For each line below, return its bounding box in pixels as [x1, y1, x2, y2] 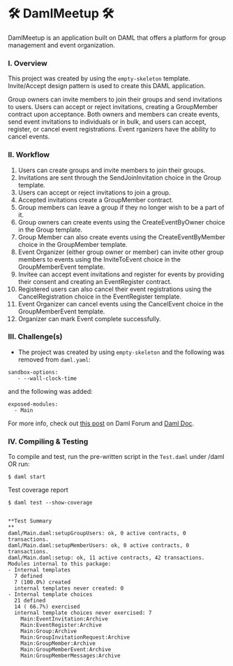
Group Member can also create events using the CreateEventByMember [17, 232, 226, 241]
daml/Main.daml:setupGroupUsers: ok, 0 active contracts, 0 [8, 530, 187, 537]
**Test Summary [8, 518, 52, 525]
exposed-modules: [8, 400, 59, 408]
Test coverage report [8, 486, 68, 494]
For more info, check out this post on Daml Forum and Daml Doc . [8, 419, 195, 427]
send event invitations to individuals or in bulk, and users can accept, [8, 118, 206, 126]
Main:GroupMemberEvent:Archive [20, 646, 112, 653]
